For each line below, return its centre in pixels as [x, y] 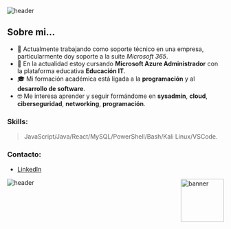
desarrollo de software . [51, 88]
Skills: [18, 121]
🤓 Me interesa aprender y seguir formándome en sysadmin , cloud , [112, 96]
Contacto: [24, 155]
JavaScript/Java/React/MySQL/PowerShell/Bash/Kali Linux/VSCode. [121, 137]
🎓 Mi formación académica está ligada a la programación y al [106, 79]
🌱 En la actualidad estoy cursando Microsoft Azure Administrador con [118, 63]
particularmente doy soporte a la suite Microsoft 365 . [92, 56]
